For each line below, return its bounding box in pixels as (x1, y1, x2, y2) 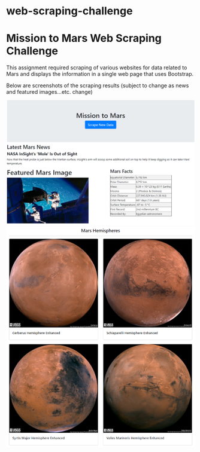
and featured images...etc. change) (6, 88, 93, 96)
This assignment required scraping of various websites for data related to (6, 64, 187, 71)
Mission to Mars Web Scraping (6, 32, 162, 45)
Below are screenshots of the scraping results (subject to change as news (6, 82, 189, 89)
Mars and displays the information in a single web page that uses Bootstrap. (6, 71, 194, 78)
